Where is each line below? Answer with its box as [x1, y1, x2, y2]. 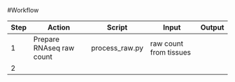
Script [106, 22, 128, 32]
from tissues [150, 48, 191, 57]
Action [48, 22, 71, 32]
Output [200, 22, 225, 32]
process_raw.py [90, 43, 143, 53]
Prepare [33, 34, 60, 44]
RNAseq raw [33, 43, 75, 53]
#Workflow [7, 6, 39, 14]
